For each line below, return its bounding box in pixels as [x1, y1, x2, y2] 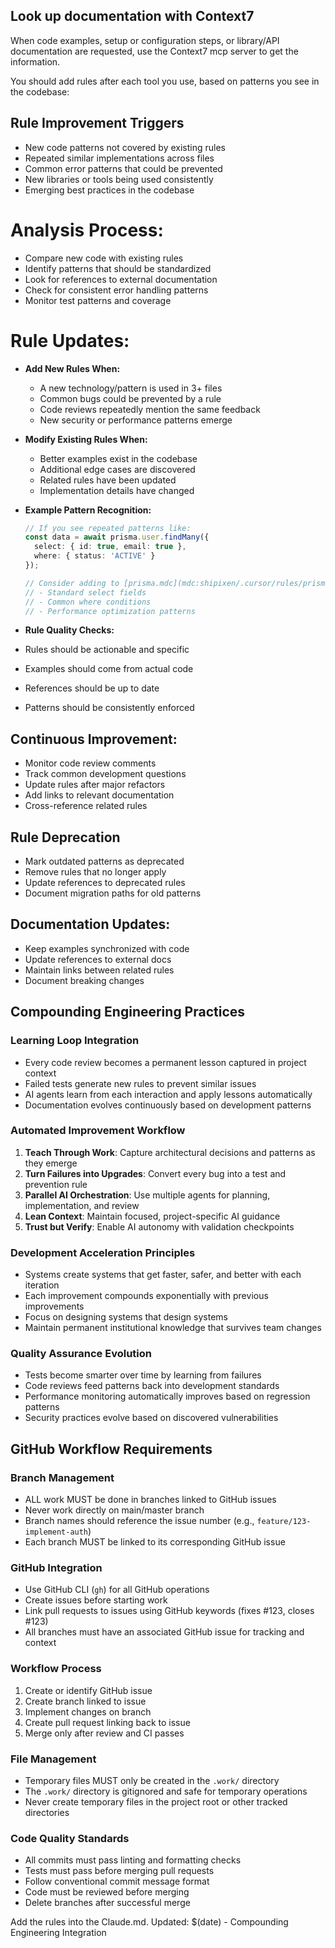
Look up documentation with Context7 [10, 8, 255, 25]
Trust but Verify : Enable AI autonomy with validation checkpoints [24, 1220, 295, 1233]
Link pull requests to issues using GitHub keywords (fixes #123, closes [24, 1605, 315, 1617]
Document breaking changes [24, 974, 145, 986]
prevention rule [24, 1178, 88, 1190]
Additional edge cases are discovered [39, 463, 196, 475]
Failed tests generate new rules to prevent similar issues [24, 1077, 257, 1089]
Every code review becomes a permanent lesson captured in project [24, 1056, 307, 1068]
